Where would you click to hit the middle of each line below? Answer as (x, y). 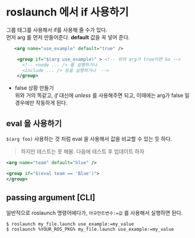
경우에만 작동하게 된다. (41, 103)
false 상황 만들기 (34, 88)
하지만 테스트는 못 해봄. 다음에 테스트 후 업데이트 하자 (82, 152)
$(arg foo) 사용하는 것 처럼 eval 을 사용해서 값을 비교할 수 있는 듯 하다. (89, 139)
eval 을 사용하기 (34, 123)
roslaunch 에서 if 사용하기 (67, 12)
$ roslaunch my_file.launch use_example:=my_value (70, 224)
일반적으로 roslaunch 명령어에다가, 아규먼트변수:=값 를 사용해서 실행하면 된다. (95, 212)
